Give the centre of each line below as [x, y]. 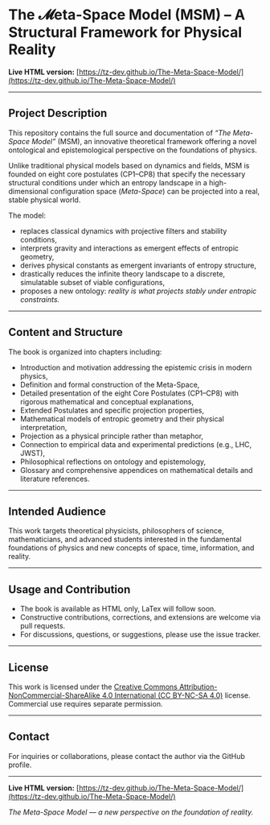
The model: [27, 215]
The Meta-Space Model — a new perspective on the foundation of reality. [131, 812]
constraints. [40, 299]
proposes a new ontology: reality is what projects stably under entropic [138, 291]
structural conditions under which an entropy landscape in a [108, 182]
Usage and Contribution [70, 589]
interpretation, [43, 427]
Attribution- [198, 687]
